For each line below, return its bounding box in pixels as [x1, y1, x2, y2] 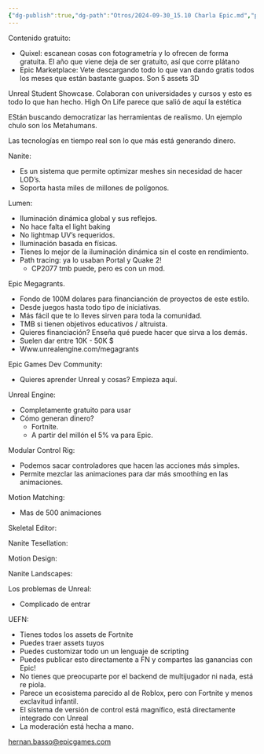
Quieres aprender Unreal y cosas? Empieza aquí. [19, 374, 178, 384]
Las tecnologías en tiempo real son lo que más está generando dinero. [8, 135, 236, 145]
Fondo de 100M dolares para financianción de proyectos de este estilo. [19, 294, 250, 303]
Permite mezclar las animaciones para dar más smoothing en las [19, 469, 229, 478]
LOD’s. [19, 175, 42, 184]
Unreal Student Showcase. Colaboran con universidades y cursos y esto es [8, 88, 252, 98]
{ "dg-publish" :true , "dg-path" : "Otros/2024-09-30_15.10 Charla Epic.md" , [8, 11, 251, 20]
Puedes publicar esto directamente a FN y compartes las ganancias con [19, 654, 253, 664]
